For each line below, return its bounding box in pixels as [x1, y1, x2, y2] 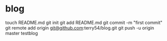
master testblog [5, 30, 38, 36]
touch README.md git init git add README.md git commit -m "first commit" [5, 19, 163, 25]
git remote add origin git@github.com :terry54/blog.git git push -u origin [5, 24, 154, 30]
